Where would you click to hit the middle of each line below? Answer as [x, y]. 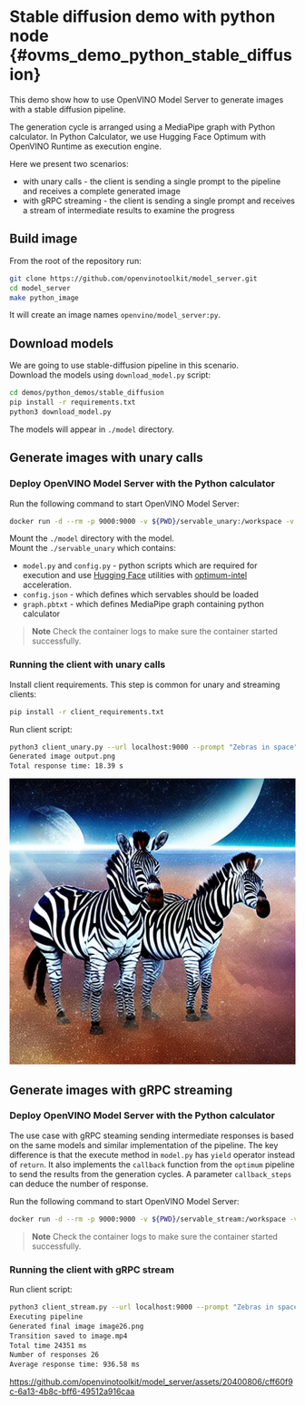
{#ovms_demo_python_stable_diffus [151, 55]
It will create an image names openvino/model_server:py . [115, 315]
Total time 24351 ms [49, 1345]
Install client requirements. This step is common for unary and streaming [145, 684]
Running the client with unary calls [88, 664]
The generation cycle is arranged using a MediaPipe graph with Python [142, 127]
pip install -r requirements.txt [73, 403]
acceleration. [47, 585]
